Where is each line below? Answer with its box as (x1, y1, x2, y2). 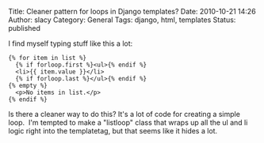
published (8, 24, 41, 32)
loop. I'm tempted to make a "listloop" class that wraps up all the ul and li (8, 118, 248, 127)
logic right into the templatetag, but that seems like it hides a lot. (8, 126, 218, 135)
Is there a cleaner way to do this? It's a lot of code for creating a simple (8, 110, 240, 119)
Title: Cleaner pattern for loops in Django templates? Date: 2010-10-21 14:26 (8, 7, 256, 16)
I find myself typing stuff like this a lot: (8, 39, 133, 48)
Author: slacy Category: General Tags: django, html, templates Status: (8, 15, 236, 24)
